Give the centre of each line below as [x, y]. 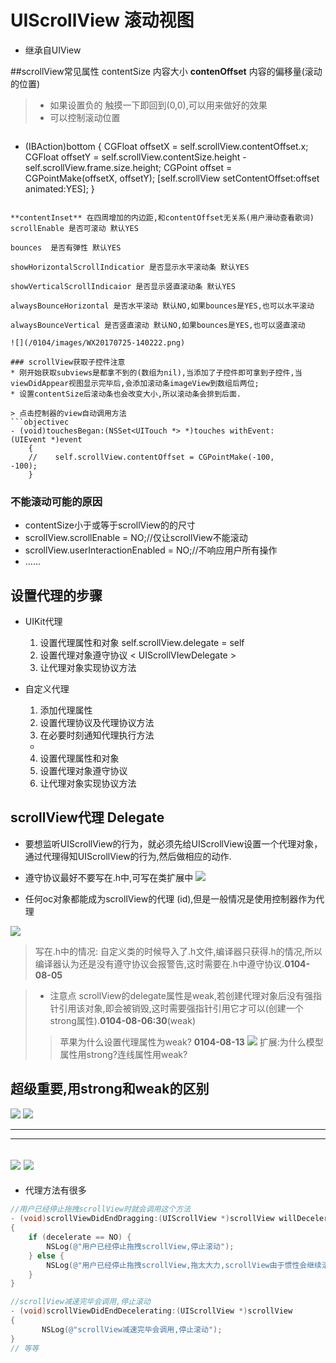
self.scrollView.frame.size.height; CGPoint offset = [128, 167]
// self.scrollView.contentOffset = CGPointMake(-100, [151, 457]
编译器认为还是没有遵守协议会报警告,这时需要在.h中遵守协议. [159, 963]
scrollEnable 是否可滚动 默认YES [74, 228]
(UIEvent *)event [46, 439]
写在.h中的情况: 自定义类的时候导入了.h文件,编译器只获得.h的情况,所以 [178, 951]
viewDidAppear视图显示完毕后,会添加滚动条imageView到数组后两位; [135, 383]
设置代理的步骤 [56, 595]
